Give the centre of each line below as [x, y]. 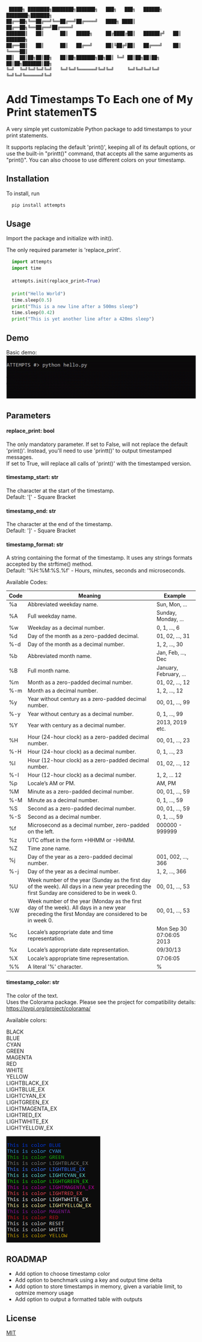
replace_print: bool [31, 431]
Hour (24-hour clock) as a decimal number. [82, 752]
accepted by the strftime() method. [50, 564]
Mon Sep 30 [172, 929]
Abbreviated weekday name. [63, 604]
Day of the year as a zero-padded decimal [81, 857]
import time [27, 268]
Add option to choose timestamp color [62, 1274]
